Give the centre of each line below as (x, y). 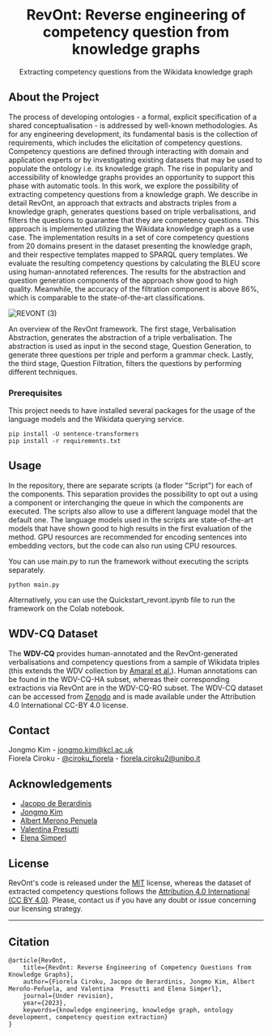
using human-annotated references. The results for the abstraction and (127, 271)
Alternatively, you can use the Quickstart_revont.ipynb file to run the (122, 599)
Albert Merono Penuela (59, 821)
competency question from (136, 32)
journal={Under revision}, (68, 995)
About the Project (54, 98)
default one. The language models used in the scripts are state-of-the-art (131, 519)
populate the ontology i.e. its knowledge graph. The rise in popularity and (131, 168)
